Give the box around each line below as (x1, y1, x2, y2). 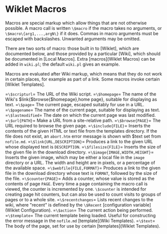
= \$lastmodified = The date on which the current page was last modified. (5, 112, 156, 118)
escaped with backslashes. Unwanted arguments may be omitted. (5, 36, 141, 42)
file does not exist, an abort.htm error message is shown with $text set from (5, 133, 161, 139)
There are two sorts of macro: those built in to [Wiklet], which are (5, 45, 140, 51)
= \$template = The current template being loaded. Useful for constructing (5, 212, 156, 218)
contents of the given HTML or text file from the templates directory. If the (5, 128, 158, 134)
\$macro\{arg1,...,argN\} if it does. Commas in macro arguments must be (5, 30, 159, 36)
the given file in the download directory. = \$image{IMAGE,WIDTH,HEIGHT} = (5, 149, 154, 155)
